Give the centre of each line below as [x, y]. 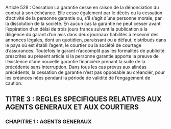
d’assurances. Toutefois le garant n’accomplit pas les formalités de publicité [85, 51]
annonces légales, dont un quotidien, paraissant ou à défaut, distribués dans [86, 40]
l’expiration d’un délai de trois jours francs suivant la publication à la [77, 29]
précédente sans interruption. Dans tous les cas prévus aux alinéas [76, 67]
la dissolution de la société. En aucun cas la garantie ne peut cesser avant [83, 23]
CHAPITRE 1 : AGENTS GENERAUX [48, 122]
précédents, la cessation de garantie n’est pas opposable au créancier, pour [85, 72]
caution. [14, 83]
